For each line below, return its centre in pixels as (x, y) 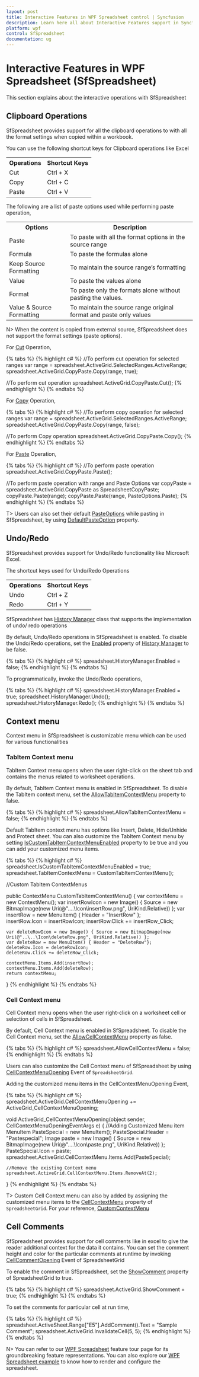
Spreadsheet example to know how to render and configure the (84, 1362)
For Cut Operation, (29, 347)
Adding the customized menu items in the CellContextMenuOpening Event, (97, 1084)
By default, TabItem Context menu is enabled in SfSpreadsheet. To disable (97, 788)
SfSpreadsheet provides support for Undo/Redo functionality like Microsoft (98, 552)
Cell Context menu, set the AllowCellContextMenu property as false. (89, 1036)
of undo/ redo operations (37, 625)
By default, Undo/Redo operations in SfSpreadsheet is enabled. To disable (97, 637)
